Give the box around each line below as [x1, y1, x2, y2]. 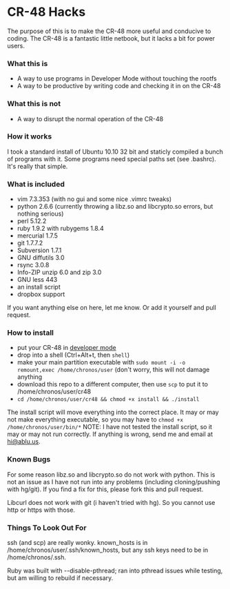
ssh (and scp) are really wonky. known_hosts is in [7, 539, 148, 547]
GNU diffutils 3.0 [17, 254, 65, 262]
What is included [7, 179, 65, 189]
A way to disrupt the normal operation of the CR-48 [17, 114, 164, 123]
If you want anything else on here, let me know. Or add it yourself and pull [7, 304, 217, 312]
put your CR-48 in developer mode [17, 344, 116, 352]
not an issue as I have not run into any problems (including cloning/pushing [7, 477, 220, 486]
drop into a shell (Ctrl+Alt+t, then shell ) [17, 351, 130, 359]
